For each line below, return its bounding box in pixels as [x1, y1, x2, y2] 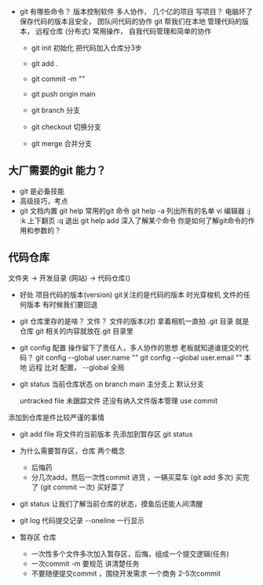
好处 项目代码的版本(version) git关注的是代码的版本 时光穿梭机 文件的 [19, 290, 243, 299]
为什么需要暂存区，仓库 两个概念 [19, 446, 126, 455]
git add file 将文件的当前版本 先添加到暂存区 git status [19, 429, 193, 438]
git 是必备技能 [19, 186, 65, 196]
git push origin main [31, 90, 96, 98]
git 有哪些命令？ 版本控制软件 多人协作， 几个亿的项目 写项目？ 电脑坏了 [19, 7, 253, 16]
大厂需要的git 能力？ [8, 164, 107, 177]
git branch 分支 [31, 105, 81, 115]
